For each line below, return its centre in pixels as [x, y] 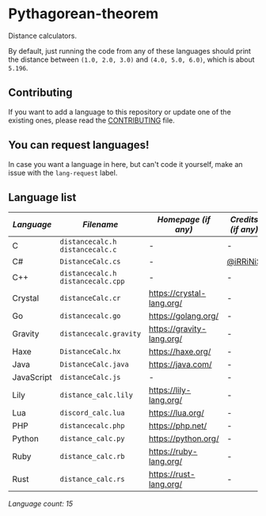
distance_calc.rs [92, 479]
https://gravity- [178, 329]
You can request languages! [79, 145]
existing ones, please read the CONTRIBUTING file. [92, 120]
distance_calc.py [92, 439]
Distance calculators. [43, 36]
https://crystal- [177, 294]
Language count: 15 [41, 504]
